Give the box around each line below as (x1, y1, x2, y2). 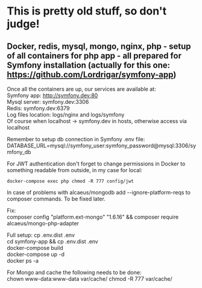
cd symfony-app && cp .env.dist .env (7, 238, 98, 245)
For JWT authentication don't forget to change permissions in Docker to (7, 160, 186, 167)
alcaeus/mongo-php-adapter (7, 220, 80, 227)
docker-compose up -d (7, 251, 65, 258)
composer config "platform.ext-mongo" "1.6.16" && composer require (7, 213, 179, 220)
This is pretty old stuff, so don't (7, 4, 167, 18)
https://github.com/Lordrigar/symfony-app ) (7, 69, 177, 80)
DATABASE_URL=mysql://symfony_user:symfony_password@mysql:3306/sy (7, 142, 197, 149)
